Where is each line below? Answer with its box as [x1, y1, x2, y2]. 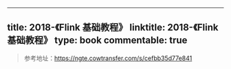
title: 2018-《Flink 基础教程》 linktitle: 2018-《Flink [7, 22, 219, 33]
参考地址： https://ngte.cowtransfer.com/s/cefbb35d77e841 [23, 54, 192, 62]
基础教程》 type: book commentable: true [7, 35, 188, 46]
